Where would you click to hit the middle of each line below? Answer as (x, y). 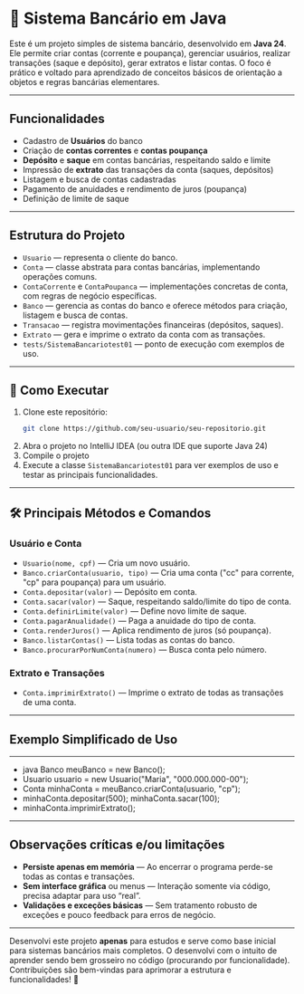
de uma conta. (49, 702)
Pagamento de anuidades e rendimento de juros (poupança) (134, 188)
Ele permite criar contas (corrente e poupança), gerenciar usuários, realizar (150, 53)
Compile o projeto (56, 455)
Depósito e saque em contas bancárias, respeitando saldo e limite (147, 160)
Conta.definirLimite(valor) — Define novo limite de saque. (134, 611)
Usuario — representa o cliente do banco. (100, 257)
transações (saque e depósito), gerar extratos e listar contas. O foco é (140, 62)
